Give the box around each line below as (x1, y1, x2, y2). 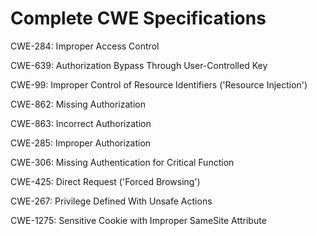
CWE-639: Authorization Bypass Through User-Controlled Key (10, 59, 268, 71)
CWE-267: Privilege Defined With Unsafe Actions (10, 195, 213, 207)
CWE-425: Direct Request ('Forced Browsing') (10, 175, 201, 187)
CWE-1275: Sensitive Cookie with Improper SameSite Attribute (10, 214, 267, 226)
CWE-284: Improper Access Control (10, 40, 160, 52)
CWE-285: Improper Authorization (10, 137, 152, 149)
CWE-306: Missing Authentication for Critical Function (10, 156, 235, 168)
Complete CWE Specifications (10, 7, 267, 30)
